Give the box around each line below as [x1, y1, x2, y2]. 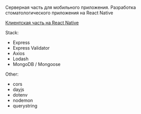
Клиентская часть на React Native [5, 20, 79, 26]
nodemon [12, 97, 33, 103]
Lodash [12, 56, 29, 62]
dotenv [12, 92, 28, 98]
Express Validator [12, 45, 50, 51]
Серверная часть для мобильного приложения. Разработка [5, 5, 136, 10]
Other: [5, 71, 19, 77]
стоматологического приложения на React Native [5, 10, 113, 16]
